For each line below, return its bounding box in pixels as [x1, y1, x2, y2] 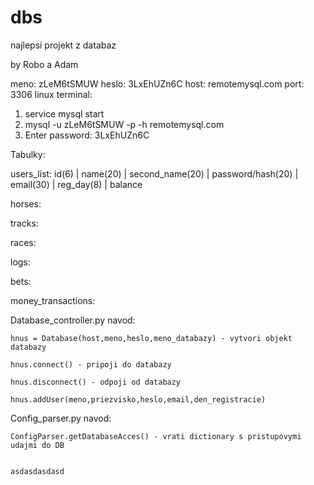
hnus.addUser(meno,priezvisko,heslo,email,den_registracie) [10, 394, 267, 405]
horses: [10, 197, 42, 210]
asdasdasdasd [10, 466, 65, 476]
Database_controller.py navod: [10, 314, 136, 326]
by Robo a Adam [10, 58, 79, 70]
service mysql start [24, 107, 105, 120]
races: [10, 236, 37, 248]
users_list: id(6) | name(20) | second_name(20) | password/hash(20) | [10, 167, 299, 180]
